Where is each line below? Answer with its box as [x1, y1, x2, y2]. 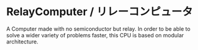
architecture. [6, 38, 38, 45]
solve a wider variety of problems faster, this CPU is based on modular [6, 31, 185, 39]
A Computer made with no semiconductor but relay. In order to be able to [6, 25, 191, 33]
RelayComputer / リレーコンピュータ [6, 5, 193, 19]
